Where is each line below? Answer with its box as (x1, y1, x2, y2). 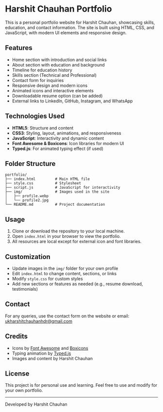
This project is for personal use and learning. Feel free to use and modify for (5, 382, 158, 388)
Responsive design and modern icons (12, 82, 88, 88)
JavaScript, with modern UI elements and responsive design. (5, 30, 127, 35)
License (5, 370, 30, 378)
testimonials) (12, 286, 38, 292)
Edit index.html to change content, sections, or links (12, 271, 117, 276)
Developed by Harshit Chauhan (5, 401, 68, 407)
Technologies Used (5, 112, 65, 120)
